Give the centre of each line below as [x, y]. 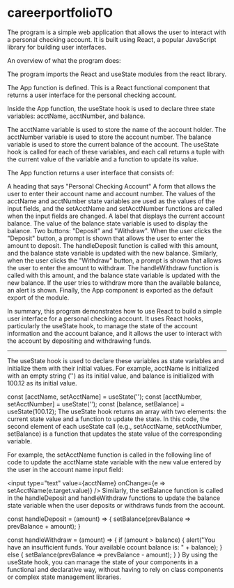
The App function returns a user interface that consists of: [91, 172]
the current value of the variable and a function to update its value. [103, 159]
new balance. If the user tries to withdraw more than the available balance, [114, 282]
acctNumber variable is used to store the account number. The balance [109, 137]
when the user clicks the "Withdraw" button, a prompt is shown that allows [114, 260]
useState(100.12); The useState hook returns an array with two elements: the [117, 411]
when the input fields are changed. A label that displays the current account [116, 216]
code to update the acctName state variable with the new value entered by [114, 462]
